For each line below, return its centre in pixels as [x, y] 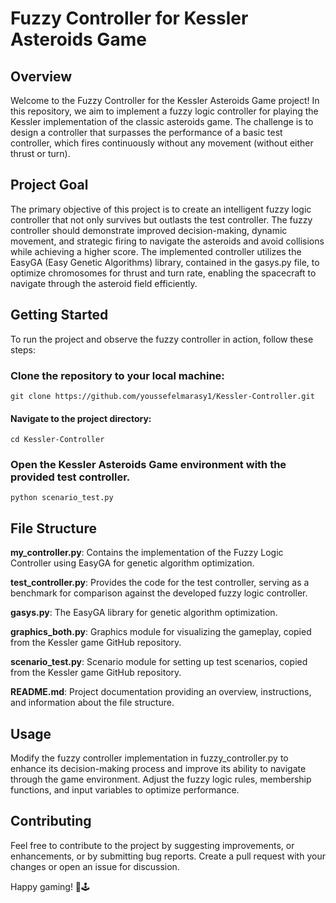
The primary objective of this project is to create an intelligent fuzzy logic [161, 209]
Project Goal [49, 185]
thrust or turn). [40, 153]
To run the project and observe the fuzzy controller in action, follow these [162, 339]
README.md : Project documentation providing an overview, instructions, [161, 692]
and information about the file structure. [92, 703]
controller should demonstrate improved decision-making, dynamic [149, 230]
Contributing [51, 821]
